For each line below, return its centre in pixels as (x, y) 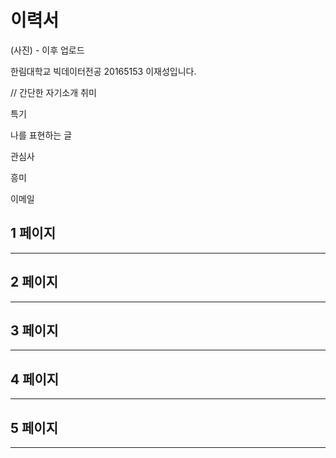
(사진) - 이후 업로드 (47, 50)
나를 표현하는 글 (41, 135)
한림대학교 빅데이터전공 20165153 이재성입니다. (103, 71)
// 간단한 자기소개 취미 (53, 92)
